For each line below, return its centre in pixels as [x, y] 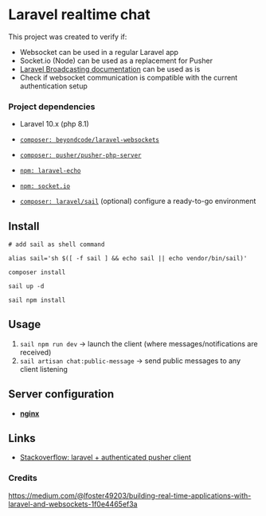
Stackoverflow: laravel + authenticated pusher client [105, 457]
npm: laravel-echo [50, 171]
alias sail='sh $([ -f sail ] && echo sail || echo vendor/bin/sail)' [128, 259]
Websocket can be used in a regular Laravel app [99, 52]
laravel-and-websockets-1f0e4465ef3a [73, 504]
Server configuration [61, 395]
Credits [23, 478]
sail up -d [26, 287]
